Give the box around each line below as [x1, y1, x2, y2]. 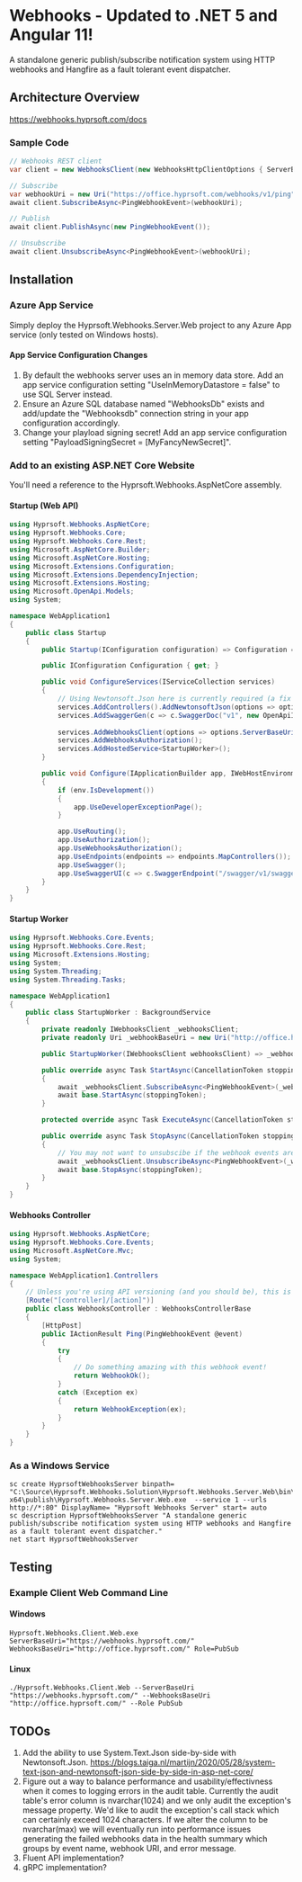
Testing [9, 1559, 53, 1574]
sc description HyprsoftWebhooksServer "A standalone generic [9, 1511, 247, 1520]
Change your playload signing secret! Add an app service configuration [22, 426, 288, 437]
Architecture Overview [9, 90, 140, 105]
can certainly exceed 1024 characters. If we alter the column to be [22, 1814, 268, 1824]
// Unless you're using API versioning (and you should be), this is [25, 1287, 292, 1296]
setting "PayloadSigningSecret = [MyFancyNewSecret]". [22, 436, 232, 447]
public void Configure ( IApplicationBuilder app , [41, 769, 227, 778]
